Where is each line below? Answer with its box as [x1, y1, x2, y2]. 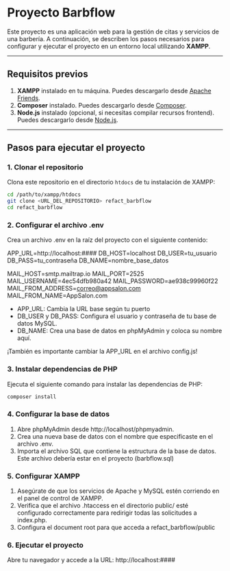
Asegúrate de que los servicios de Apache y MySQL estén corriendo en [16, 487, 220, 495]
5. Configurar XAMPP [7, 471, 80, 481]
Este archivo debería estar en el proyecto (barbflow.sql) [16, 454, 175, 462]
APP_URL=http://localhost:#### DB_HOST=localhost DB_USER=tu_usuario [7, 249, 218, 258]
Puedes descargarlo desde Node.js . [16, 115, 118, 124]
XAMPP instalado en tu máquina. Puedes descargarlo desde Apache [16, 86, 212, 95]
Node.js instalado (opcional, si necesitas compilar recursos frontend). [16, 108, 214, 117]
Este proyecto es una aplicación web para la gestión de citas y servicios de [7, 27, 219, 36]
